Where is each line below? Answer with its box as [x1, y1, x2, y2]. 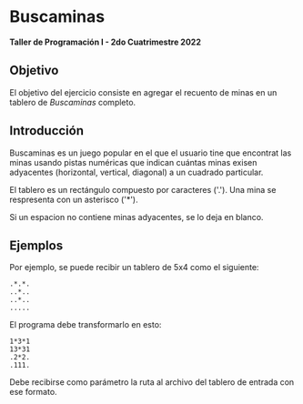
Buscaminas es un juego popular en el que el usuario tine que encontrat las [9, 147, 292, 158]
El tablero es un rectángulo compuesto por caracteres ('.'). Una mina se [9, 184, 277, 195]
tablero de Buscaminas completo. [9, 96, 136, 107]
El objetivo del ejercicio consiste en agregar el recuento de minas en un [9, 86, 278, 97]
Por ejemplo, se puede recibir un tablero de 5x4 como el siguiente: [9, 262, 259, 273]
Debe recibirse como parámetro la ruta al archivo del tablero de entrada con [9, 377, 295, 388]
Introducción [9, 123, 85, 138]
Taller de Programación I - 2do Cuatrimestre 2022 [9, 36, 202, 47]
